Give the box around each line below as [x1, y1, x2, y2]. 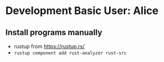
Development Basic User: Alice [5, 4, 159, 18]
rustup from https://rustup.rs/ [13, 43, 85, 50]
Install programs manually [5, 27, 103, 37]
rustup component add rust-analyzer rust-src [13, 50, 127, 56]
